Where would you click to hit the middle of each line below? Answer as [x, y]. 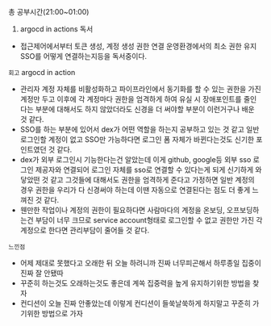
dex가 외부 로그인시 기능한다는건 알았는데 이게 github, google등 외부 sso [135, 159]
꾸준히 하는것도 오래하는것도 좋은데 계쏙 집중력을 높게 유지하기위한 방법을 [135, 283]
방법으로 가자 [62, 313]
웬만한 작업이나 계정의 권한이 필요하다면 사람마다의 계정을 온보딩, [122, 210]
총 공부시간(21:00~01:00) [49, 12]
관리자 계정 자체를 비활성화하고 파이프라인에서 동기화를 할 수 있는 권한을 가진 [141, 89]
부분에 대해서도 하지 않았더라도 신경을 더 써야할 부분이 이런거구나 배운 [145, 109]
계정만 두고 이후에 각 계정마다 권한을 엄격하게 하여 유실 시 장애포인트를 [131, 99]
